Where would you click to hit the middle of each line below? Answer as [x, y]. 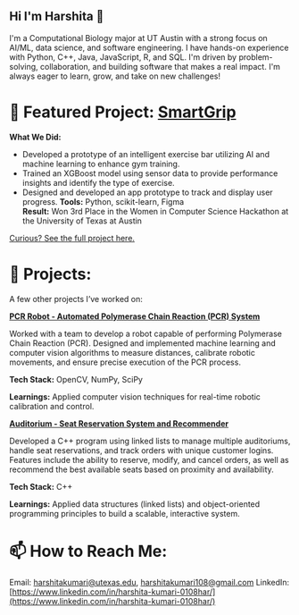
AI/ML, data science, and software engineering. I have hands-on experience [149, 47]
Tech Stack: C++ [41, 486]
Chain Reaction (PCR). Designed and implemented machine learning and [143, 343]
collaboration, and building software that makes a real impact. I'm [160, 66]
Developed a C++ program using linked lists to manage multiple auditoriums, [150, 441]
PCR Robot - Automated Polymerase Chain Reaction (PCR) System [135, 316]
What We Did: [35, 137]
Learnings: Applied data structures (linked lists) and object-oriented [135, 504]
